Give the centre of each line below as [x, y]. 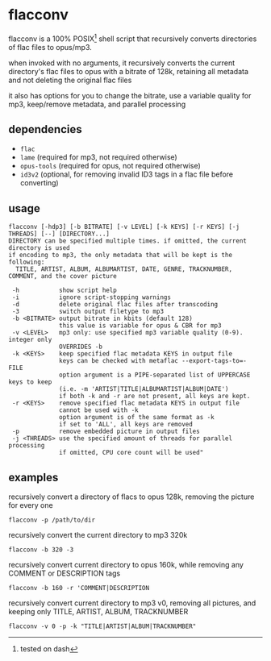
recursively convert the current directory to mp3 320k [98, 535]
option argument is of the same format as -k [137, 418]
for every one [31, 505]
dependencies [45, 129]
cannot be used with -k [99, 410]
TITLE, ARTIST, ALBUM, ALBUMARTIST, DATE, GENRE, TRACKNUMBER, [124, 269]
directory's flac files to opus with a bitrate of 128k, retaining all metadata [128, 71]
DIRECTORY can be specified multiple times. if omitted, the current [128, 241]
